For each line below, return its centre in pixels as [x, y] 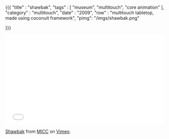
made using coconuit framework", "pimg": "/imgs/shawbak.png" [72, 18]
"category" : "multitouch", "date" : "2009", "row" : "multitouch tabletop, [80, 13]
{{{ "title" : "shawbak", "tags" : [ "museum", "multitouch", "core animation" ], [85, 7]
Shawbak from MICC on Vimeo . [38, 131]
